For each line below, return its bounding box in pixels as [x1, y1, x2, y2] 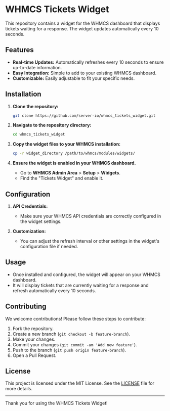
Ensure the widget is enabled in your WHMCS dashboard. [12, 160, 136, 166]
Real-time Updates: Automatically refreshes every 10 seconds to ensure [12, 59, 164, 65]
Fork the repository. [12, 325, 54, 332]
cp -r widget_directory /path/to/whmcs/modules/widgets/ [12, 151, 136, 156]
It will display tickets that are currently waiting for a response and [12, 282, 149, 288]
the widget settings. [20, 218, 62, 224]
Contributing [5, 302, 47, 311]
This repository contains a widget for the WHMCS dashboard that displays [5, 20, 160, 26]
